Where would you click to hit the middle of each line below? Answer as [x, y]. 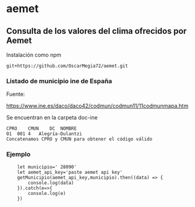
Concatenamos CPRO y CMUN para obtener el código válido [79, 139]
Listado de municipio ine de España [59, 81]
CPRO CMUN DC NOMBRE [42, 129]
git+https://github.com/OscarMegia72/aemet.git [67, 66]
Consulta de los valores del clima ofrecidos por [97, 31]
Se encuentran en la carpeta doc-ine [52, 118]
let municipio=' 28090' [47, 167]
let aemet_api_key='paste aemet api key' [70, 172]
